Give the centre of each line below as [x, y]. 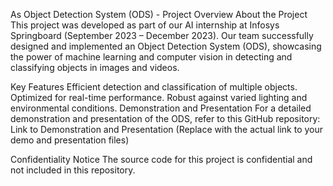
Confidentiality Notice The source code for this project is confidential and [161, 159]
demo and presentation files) [70, 140]
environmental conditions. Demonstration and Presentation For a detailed [161, 108]
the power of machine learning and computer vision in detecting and [151, 57]
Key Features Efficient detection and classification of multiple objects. [154, 87]
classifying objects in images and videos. [95, 67]
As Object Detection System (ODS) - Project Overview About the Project [159, 14]
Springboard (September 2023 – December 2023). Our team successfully [162, 35]
